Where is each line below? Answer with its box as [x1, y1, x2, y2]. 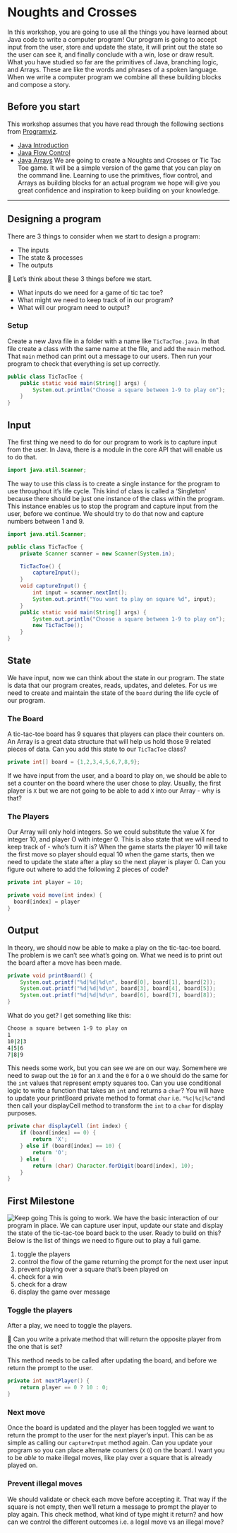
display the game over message [17, 1287, 111, 1296]
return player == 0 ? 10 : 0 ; [20, 1384, 109, 1391]
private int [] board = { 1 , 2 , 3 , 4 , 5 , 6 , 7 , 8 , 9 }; [7, 759, 140, 766]
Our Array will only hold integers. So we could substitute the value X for [7, 827, 215, 836]
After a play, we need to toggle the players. [7, 1321, 133, 1330]
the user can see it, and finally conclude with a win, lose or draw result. [7, 50, 214, 59]
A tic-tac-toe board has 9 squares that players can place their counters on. [7, 730, 225, 738]
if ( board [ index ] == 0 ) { [20, 1130, 97, 1137]
